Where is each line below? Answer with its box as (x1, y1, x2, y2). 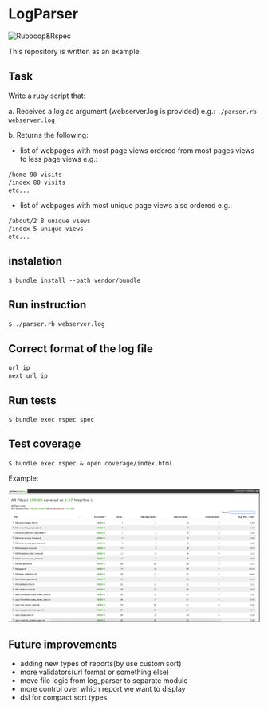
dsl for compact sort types (19, 692, 108, 702)
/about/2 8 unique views (8, 217, 91, 225)
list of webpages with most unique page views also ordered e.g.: (19, 200, 233, 210)
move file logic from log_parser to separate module (19, 676, 188, 685)
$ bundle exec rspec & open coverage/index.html (8, 459, 173, 467)
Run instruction (8, 298, 87, 312)
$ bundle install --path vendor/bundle (8, 277, 141, 284)
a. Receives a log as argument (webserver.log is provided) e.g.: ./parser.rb (8, 106, 257, 116)
